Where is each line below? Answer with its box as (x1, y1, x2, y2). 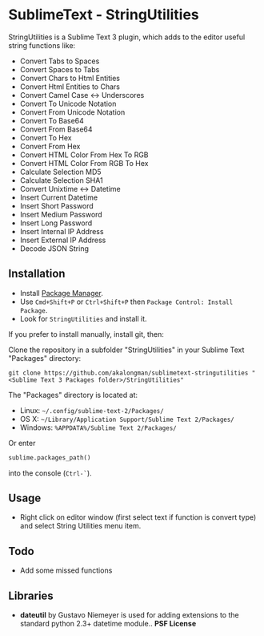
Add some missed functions (19, 565, 113, 575)
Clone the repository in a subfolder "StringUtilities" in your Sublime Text (8, 345, 245, 354)
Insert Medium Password (19, 209, 102, 219)
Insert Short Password (19, 201, 94, 210)
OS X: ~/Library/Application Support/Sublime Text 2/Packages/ (19, 414, 234, 423)
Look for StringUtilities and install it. (19, 314, 147, 323)
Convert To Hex (19, 132, 72, 142)
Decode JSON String (19, 243, 90, 253)
